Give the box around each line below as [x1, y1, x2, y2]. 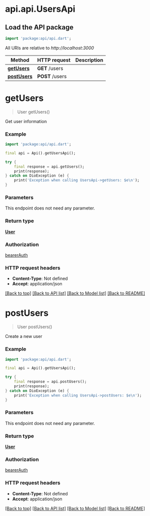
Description [75, 57, 103, 63]
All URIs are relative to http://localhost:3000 [5, 45, 94, 51]
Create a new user [5, 334, 43, 339]
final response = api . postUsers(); [14, 379, 87, 384]
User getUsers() [17, 109, 50, 115]
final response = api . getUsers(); [14, 164, 85, 169]
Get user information [5, 118, 47, 124]
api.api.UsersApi [5, 3, 75, 15]
